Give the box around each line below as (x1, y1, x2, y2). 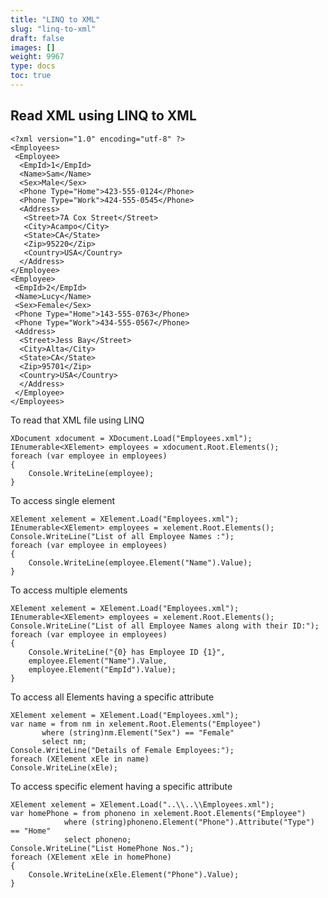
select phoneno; (63, 834, 132, 845)
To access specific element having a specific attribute (10, 780, 233, 792)
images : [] (10, 42, 56, 53)
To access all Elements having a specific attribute (10, 691, 215, 703)
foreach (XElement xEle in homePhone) (10, 852, 172, 862)
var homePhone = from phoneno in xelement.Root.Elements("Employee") (10, 808, 307, 818)
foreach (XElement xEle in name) (10, 754, 150, 764)
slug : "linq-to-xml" (10, 24, 97, 34)
